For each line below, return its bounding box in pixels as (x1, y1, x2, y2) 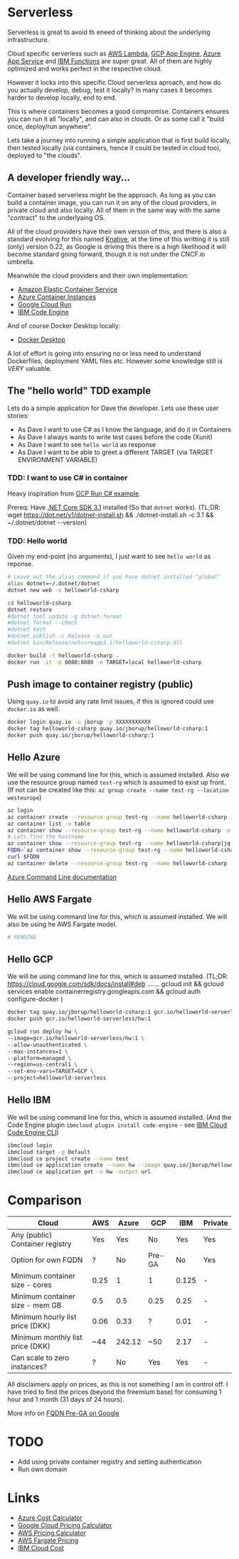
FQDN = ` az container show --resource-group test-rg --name (7, 846, 183, 854)
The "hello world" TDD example (7, 385, 152, 397)
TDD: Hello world (7, 535, 68, 545)
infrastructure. (7, 35, 50, 43)
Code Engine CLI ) (7, 1128, 59, 1136)
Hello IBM (7, 1094, 51, 1106)
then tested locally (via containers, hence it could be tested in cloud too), (7, 143, 222, 152)
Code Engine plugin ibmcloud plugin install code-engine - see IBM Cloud (7, 1120, 228, 1129)
